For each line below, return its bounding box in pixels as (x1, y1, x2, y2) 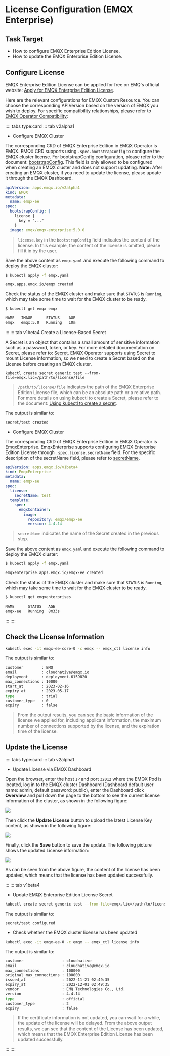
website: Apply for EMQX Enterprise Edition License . (5, 87, 115, 93)
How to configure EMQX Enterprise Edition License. (12, 48, 120, 54)
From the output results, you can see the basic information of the (17, 712, 153, 718)
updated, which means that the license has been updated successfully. (5, 872, 153, 878)
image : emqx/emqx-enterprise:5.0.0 (10, 227, 85, 232)
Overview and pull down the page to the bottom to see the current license (5, 792, 160, 799)
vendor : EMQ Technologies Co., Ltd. (5, 987, 125, 992)
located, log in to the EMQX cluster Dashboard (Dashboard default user (5, 781, 154, 788)
